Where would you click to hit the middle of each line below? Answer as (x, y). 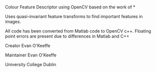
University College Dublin (31, 64)
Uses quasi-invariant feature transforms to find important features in (74, 16)
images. (13, 22)
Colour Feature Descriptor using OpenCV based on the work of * (70, 7)
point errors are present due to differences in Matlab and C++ (67, 36)
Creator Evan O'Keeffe (28, 45)
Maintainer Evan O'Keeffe (31, 55)
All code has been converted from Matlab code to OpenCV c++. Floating (78, 31)
